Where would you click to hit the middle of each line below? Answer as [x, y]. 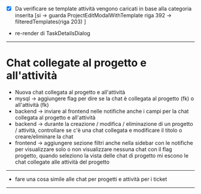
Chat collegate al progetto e [76, 63]
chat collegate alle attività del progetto [62, 162]
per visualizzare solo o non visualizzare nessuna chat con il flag [93, 149]
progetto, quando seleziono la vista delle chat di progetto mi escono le [102, 155]
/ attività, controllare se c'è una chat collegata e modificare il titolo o [98, 130]
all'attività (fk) [32, 105]
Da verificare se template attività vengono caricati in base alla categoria [103, 9]
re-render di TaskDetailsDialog [53, 33]
